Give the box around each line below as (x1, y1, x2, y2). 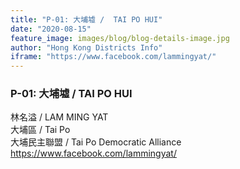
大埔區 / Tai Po (10, 124, 71, 136)
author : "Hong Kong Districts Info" (10, 42, 163, 53)
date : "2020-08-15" (10, 24, 92, 34)
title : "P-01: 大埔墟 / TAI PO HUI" (10, 14, 163, 25)
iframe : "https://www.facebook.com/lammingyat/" (10, 52, 217, 62)
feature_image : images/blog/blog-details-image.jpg (10, 33, 230, 43)
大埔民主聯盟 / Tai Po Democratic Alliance (10, 136, 182, 148)
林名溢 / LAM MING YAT (10, 111, 109, 123)
